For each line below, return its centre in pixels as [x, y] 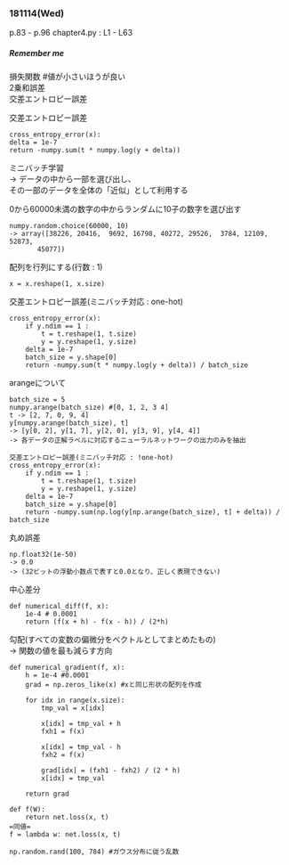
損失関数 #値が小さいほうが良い [68, 77]
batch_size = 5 [37, 400]
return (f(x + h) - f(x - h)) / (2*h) [97, 622]
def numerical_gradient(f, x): [67, 668]
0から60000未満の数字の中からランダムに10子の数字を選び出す [125, 209]
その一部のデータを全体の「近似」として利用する [99, 191]
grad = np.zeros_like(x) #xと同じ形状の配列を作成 [113, 685]
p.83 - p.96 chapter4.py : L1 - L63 [71, 33]
